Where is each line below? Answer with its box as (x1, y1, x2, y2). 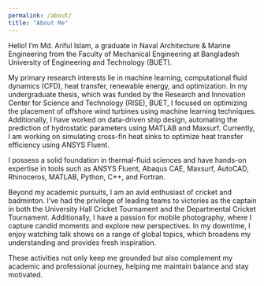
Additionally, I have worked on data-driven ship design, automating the (8, 115, 238, 124)
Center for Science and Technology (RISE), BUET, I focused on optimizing (8, 98, 247, 107)
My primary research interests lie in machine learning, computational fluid (8, 73, 247, 82)
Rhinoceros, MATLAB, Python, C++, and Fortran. (8, 171, 165, 182)
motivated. (8, 269, 43, 279)
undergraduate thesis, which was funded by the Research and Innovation (8, 89, 246, 99)
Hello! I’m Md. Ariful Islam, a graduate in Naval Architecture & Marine (8, 40, 231, 50)
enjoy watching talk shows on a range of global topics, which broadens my (8, 229, 251, 239)
